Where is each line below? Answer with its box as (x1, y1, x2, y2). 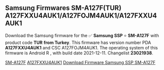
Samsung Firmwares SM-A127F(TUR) (5, 4, 122, 12)
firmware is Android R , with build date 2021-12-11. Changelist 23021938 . (5, 50, 154, 56)
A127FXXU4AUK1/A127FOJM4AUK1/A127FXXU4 (5, 12, 157, 20)
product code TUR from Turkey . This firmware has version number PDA (5, 39, 151, 46)
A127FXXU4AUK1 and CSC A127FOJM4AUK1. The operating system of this (5, 45, 158, 50)
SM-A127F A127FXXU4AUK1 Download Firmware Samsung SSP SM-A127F (5, 59, 156, 65)
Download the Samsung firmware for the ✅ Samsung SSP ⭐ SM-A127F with (5, 32, 159, 38)
